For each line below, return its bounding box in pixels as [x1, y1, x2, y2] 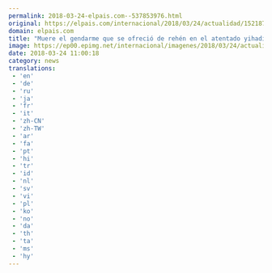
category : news [8, 57, 60, 65]
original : [8, 19, 42, 27]
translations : [8, 65, 57, 73]
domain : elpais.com [8, 27, 74, 35]
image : [8, 42, 31, 50]
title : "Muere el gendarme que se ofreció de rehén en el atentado [8, 34, 241, 43]
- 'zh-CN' [11, 117, 45, 125]
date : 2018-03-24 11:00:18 [8, 49, 100, 57]
